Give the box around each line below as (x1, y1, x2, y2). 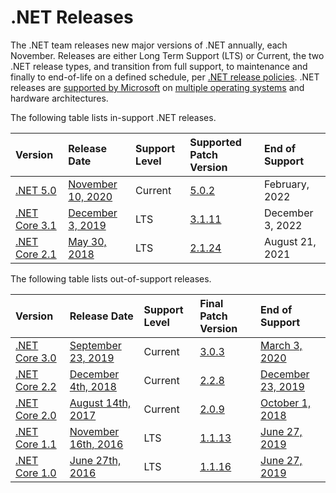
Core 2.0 (15, 408, 57, 422)
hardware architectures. (10, 92, 109, 104)
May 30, (68, 234, 107, 248)
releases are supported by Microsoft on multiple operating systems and (10, 81, 305, 93)
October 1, (260, 396, 312, 410)
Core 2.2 (15, 379, 57, 393)
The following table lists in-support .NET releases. (10, 111, 217, 123)
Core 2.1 (15, 247, 57, 261)
